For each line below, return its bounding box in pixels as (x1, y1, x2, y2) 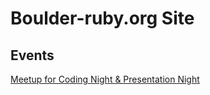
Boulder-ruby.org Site (10, 7, 195, 30)
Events (10, 47, 55, 64)
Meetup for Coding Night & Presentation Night (10, 73, 200, 85)
